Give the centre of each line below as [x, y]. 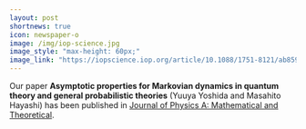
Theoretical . [32, 115]
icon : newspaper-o [44, 35]
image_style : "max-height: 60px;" [75, 52]
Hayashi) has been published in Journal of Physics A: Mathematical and [144, 105]
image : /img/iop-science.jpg [65, 43]
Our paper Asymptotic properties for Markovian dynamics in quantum [144, 86]
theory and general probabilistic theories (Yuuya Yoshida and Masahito [145, 95]
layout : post [34, 18]
